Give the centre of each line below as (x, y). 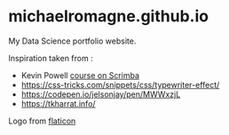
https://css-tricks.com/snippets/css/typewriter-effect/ (120, 84)
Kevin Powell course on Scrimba (80, 75)
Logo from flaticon (42, 121)
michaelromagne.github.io (109, 16)
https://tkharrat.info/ (58, 103)
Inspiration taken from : (51, 58)
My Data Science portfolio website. (72, 41)
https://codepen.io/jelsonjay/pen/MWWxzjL (101, 94)
